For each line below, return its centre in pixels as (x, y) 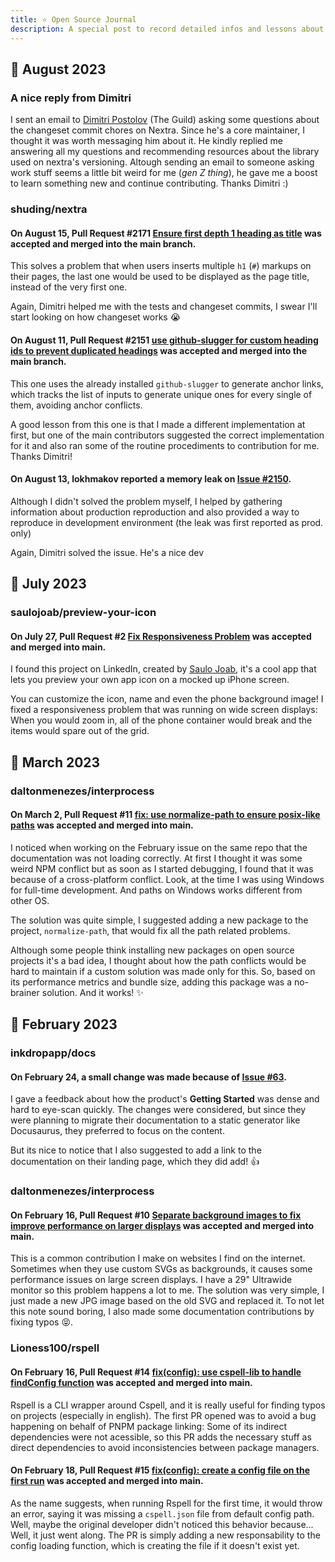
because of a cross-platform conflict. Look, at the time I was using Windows (167, 879)
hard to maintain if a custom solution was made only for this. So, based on (163, 971)
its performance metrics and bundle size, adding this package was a (151, 982)
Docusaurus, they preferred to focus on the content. (117, 1131)
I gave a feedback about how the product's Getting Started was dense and (165, 1099)
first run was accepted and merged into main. (107, 1481)
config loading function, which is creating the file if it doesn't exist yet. (155, 1545)
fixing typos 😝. (42, 1322)
